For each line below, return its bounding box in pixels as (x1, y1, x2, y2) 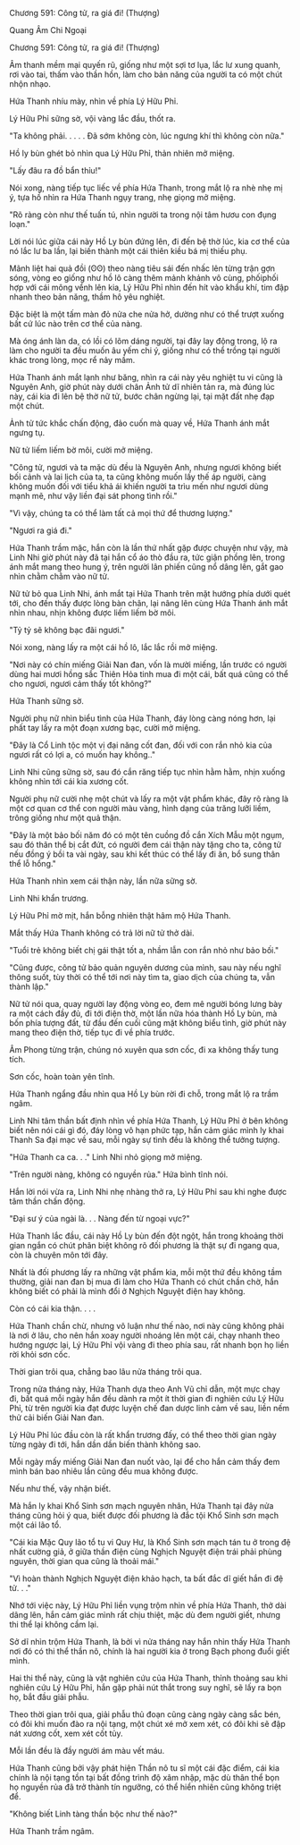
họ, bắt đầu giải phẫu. (9, 1692, 89, 1702)
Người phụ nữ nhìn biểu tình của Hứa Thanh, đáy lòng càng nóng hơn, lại (9, 713, 276, 724)
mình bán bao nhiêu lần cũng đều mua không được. (9, 1466, 199, 1477)
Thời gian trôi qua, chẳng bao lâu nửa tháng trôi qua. (9, 1367, 203, 1376)
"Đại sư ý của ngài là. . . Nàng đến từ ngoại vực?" (9, 1214, 190, 1223)
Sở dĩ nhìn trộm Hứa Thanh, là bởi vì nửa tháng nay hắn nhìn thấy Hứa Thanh (9, 1637, 290, 1646)
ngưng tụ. (9, 427, 46, 437)
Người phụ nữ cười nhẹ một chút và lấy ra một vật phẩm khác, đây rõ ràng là (9, 793, 288, 804)
